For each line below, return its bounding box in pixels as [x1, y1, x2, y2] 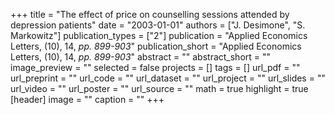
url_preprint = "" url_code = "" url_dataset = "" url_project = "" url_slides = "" [10, 72, 326, 84]
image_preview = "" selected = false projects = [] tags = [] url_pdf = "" [10, 62, 301, 73]
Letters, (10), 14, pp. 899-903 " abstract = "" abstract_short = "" [10, 51, 272, 63]
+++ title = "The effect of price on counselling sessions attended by [10, 9, 290, 20]
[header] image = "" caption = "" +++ [10, 94, 165, 105]
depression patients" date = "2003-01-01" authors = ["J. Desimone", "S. [10, 19, 306, 31]
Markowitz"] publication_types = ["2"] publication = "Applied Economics [10, 30, 308, 41]
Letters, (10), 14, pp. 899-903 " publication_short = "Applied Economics [10, 40, 302, 52]
